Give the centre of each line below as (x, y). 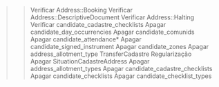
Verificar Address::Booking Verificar (81, 10)
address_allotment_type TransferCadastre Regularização (111, 54)
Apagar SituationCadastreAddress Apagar (90, 61)
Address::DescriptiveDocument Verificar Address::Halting (112, 17)
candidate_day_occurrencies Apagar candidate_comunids (112, 32)
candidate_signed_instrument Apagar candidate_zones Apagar (120, 47)
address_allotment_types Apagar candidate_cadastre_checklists (121, 69)
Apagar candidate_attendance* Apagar (86, 39)
